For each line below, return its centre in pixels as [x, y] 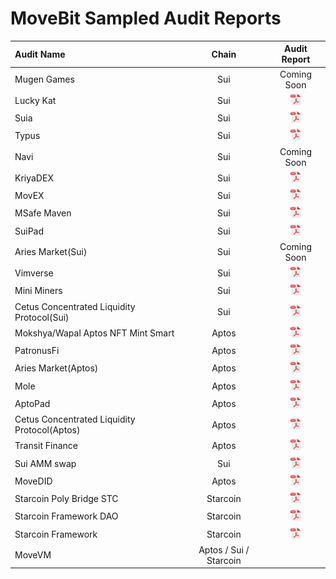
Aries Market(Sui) [51, 252]
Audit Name [40, 54]
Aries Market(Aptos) [56, 368]
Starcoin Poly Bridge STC [66, 499]
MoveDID [33, 481]
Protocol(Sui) [42, 317]
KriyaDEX [34, 178]
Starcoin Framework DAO [66, 516]
